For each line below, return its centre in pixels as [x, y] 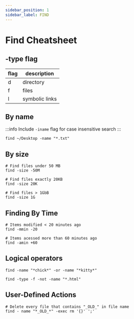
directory [33, 82]
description [40, 73]
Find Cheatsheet [41, 40]
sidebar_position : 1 [27, 10]
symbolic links [40, 99]
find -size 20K [21, 184]
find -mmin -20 [21, 229]
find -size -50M [23, 171]
